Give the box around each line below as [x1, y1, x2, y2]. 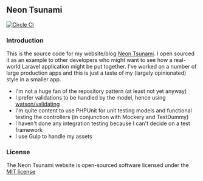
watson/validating [15, 100, 60, 108]
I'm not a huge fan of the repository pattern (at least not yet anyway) [15, 87, 187, 95]
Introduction [6, 36, 44, 44]
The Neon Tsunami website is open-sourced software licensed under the [6, 162, 190, 169]
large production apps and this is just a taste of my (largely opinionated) [6, 69, 187, 77]
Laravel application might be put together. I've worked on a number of [21, 63, 197, 70]
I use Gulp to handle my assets [15, 133, 92, 140]
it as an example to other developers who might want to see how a [6, 56, 173, 64]
